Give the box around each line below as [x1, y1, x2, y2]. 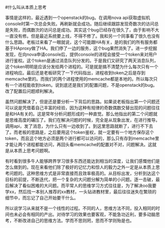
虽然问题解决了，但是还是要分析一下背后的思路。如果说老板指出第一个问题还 [5, 99, 160, 104]
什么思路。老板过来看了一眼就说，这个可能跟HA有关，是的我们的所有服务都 [5, 39, 158, 45]
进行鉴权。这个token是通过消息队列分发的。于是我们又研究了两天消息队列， [5, 58, 159, 63]
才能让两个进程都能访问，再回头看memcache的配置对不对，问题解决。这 [5, 142, 153, 147]
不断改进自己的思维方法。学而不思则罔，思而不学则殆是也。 [13, 218, 134, 223]
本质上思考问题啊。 [13, 148, 53, 153]
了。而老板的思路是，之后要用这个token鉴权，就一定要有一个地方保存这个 [5, 129, 154, 135]
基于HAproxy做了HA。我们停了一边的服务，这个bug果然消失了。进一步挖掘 [5, 46, 157, 51]
